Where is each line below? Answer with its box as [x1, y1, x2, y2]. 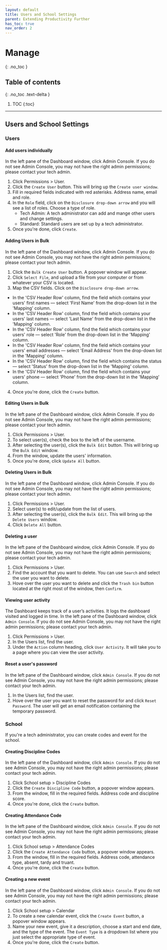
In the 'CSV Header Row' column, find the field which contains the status [12, 358, 162, 364]
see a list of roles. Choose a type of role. [12, 205, 96, 211]
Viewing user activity [5, 597, 51, 603]
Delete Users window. [12, 516, 58, 522]
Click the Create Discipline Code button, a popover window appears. [12, 785, 155, 791]
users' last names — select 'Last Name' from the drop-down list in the [12, 316, 156, 322]
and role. [12, 195, 31, 201]
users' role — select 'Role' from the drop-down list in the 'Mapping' [12, 332, 151, 338]
